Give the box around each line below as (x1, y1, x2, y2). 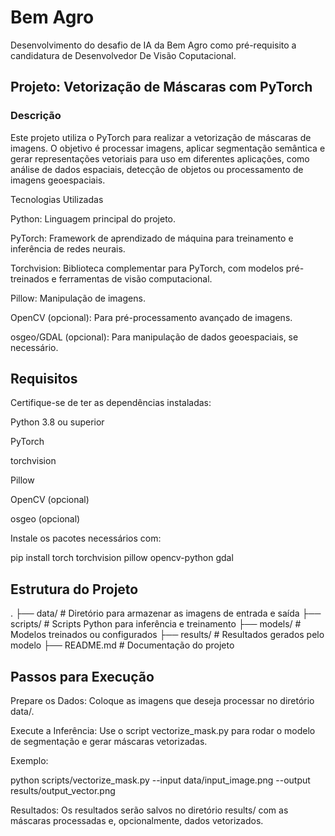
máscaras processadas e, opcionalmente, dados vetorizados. (10, 815, 264, 827)
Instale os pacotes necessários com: (10, 532, 162, 545)
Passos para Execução (10, 668, 155, 685)
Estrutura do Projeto (10, 581, 139, 598)
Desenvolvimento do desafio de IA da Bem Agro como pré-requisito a (10, 39, 297, 51)
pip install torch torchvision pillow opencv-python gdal (10, 552, 234, 564)
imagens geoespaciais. (10, 174, 106, 186)
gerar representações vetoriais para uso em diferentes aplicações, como (10, 152, 310, 165)
